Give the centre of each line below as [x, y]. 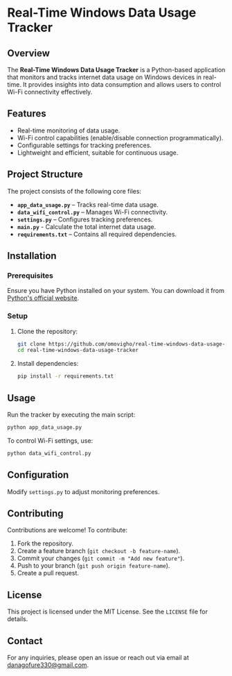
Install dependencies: [48, 364]
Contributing [35, 514]
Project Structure [45, 175]
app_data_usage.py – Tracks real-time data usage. [88, 204]
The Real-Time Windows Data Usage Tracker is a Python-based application [116, 70]
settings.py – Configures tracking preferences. [85, 219]
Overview [29, 53]
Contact [25, 641]
